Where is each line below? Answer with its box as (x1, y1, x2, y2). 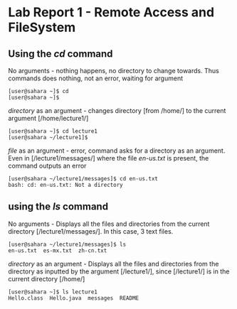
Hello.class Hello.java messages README (8, 294, 139, 302)
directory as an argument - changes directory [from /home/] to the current (8, 107, 226, 114)
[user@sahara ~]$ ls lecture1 (8, 288, 98, 296)
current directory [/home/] (8, 274, 85, 283)
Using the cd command (8, 48, 113, 60)
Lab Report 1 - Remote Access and (8, 4, 215, 21)
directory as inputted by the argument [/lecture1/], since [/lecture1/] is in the (8, 267, 230, 276)
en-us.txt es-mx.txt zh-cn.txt (8, 246, 107, 254)
